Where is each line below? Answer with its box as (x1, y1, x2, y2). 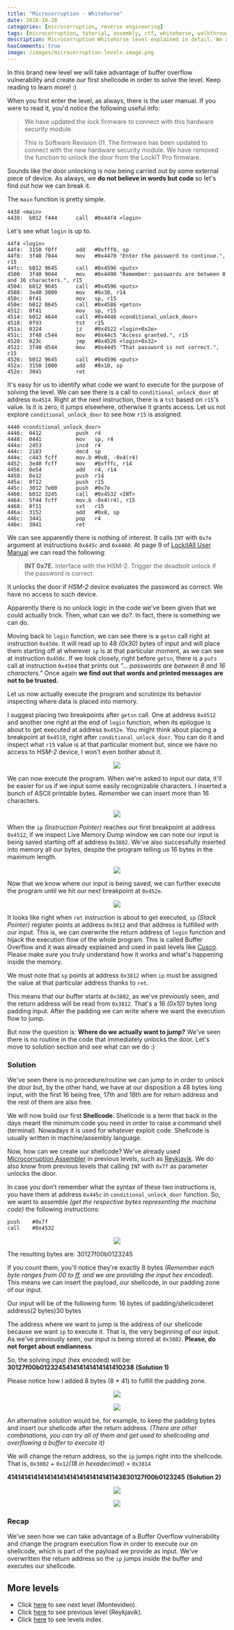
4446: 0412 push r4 (7, 429, 101, 436)
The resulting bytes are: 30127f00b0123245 (7, 1250, 134, 1259)
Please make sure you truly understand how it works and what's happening (7, 950, 224, 958)
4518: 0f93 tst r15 (7, 319, 104, 326)
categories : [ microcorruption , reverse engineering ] (7, 23, 164, 30)
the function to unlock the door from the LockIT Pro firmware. (24, 153, 202, 161)
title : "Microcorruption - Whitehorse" (7, 10, 123, 17)
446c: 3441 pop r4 (7, 515, 101, 522)
